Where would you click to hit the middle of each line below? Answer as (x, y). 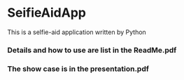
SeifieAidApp (47, 13)
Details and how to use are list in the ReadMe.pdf (92, 50)
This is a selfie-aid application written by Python (77, 32)
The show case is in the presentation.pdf (78, 69)
